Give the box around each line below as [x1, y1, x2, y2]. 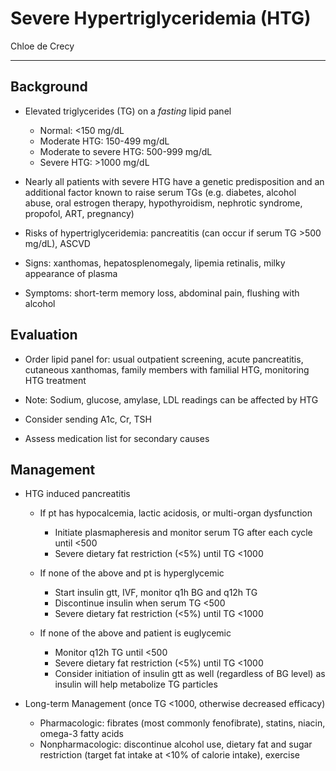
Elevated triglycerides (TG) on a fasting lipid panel [24, 105, 232, 117]
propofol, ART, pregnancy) [24, 207, 135, 219]
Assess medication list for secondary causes [24, 432, 210, 444]
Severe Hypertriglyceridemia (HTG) [10, 7, 312, 30]
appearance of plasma [24, 267, 118, 279]
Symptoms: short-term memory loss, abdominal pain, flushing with [24, 287, 300, 299]
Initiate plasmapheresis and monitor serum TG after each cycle [54, 527, 313, 539]
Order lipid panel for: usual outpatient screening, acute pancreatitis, [24, 353, 304, 365]
